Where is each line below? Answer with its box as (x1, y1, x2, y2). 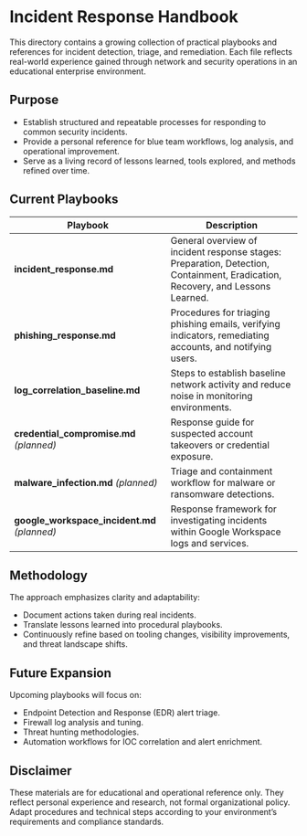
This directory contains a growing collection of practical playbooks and (9, 37, 277, 48)
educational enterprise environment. (9, 66, 146, 77)
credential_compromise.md (14, 427, 136, 439)
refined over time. (22, 164, 90, 175)
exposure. (170, 450, 214, 462)
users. (170, 352, 197, 365)
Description (205, 218, 259, 231)
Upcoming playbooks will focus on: (9, 690, 142, 701)
